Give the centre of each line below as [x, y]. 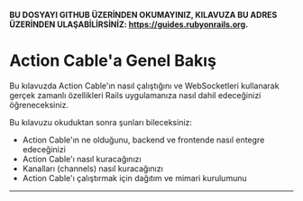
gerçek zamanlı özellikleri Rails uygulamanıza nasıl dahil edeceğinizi [135, 95]
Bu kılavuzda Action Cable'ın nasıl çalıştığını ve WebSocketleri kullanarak [144, 86]
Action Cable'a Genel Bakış [113, 61]
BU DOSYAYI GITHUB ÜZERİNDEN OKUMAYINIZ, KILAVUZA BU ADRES [143, 15]
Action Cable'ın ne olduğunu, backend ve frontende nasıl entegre [143, 140]
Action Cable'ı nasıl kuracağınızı [82, 159]
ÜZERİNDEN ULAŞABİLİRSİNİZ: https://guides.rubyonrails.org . [129, 24]
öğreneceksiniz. [39, 105]
